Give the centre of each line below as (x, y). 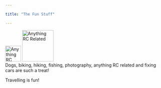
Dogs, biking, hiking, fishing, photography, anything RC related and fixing (81, 65)
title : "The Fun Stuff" (30, 14)
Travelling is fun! (22, 80)
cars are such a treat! (27, 70)
